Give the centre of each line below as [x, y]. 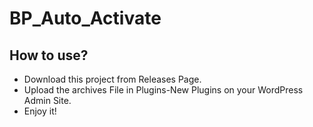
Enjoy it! [40, 111]
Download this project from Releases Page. [112, 79]
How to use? [49, 55]
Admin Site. [47, 100]
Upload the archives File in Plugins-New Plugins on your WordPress [163, 90]
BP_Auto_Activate [85, 18]
